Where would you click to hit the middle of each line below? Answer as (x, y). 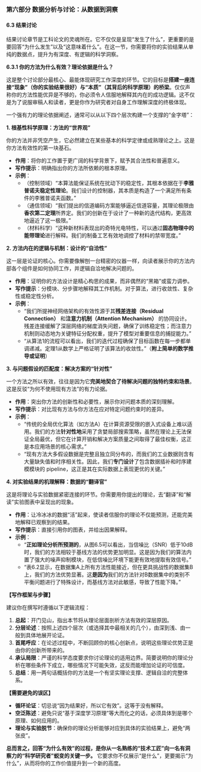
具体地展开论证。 (46, 635)
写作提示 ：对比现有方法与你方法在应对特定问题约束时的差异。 (91, 409)
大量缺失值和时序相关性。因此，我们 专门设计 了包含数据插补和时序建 (108, 462)
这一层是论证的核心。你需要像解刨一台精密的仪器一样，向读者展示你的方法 (98, 261)
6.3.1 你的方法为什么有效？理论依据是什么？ (60, 67)
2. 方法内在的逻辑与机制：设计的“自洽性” (57, 248)
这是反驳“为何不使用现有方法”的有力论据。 (58, 389)
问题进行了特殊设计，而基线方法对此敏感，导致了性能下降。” (108, 582)
